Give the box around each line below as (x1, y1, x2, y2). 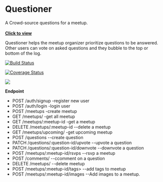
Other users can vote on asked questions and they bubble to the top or (5, 45, 148, 51)
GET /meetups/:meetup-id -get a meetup (12, 118, 96, 124)
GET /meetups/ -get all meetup (12, 113, 75, 119)
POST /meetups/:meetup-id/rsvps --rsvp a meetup (12, 150, 115, 156)
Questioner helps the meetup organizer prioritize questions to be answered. (5, 39, 159, 45)
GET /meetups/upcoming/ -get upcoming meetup (12, 129, 113, 135)
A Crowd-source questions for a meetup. (5, 20, 88, 26)
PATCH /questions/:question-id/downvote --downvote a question (12, 145, 144, 151)
